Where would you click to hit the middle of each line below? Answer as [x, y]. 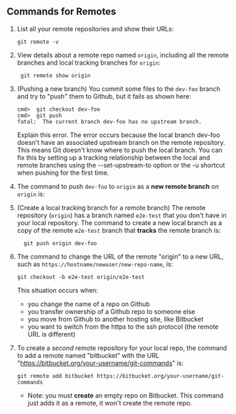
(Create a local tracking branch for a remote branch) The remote [111, 207]
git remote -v [38, 42]
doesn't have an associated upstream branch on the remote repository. [121, 142]
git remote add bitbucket [55, 376]
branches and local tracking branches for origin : [88, 62]
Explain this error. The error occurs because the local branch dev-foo [118, 135]
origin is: [31, 194]
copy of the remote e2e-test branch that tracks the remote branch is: [119, 230]
